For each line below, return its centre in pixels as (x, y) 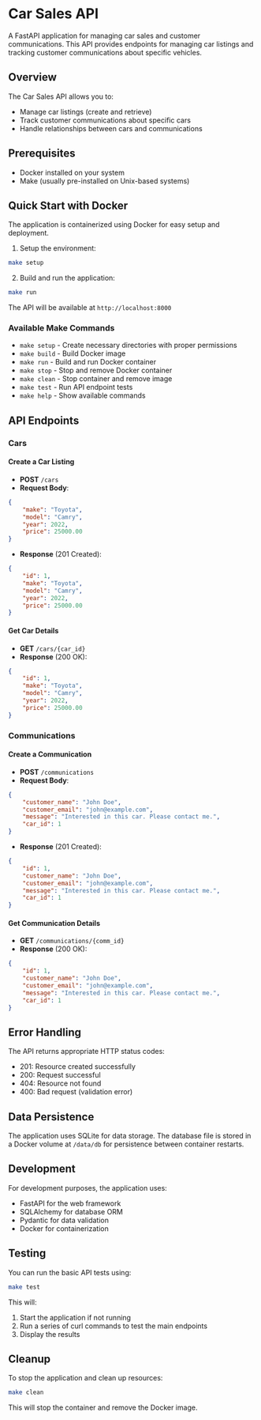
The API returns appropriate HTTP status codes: (87, 1052)
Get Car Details (34, 630)
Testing (27, 1254)
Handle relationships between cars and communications (111, 128)
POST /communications (57, 772)
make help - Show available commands (82, 395)
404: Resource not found (60, 1083)
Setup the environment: (58, 248)
